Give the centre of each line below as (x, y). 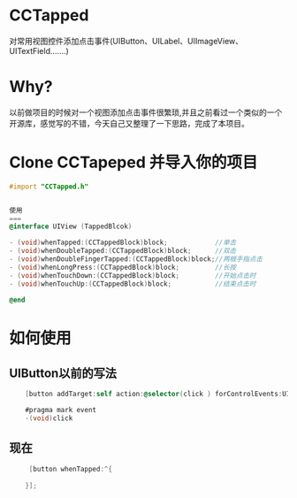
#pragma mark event (61, 410)
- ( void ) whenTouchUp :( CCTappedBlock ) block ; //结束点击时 (133, 284)
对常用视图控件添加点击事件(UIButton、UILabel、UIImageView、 (126, 41)
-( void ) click (49, 418)
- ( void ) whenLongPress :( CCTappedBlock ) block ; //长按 (123, 267)
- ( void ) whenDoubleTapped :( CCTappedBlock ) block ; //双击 (123, 251)
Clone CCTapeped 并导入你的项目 (133, 162)
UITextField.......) (39, 50)
